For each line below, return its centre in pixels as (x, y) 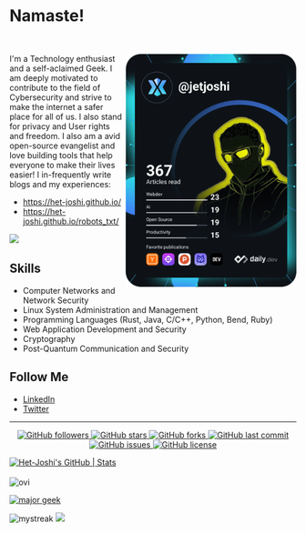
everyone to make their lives (62, 165)
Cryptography (49, 338)
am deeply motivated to (54, 77)
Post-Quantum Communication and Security (106, 348)
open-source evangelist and (62, 146)
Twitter (36, 408)
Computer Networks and (69, 290)
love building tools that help (61, 155)
